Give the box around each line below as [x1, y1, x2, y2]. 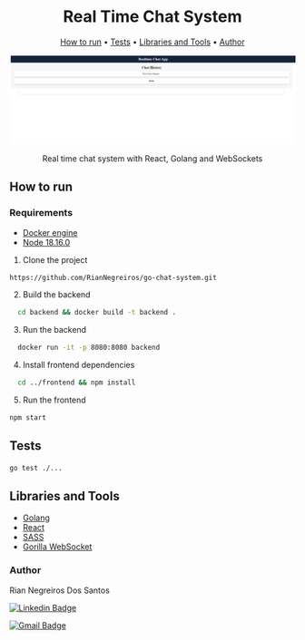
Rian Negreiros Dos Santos [9, 585, 111, 596]
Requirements [9, 207, 74, 219]
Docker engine [22, 227, 78, 238]
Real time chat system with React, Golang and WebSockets [42, 152, 263, 164]
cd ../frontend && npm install [17, 378, 136, 387]
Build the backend [22, 289, 91, 300]
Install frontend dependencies [22, 360, 135, 371]
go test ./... [9, 463, 64, 472]
